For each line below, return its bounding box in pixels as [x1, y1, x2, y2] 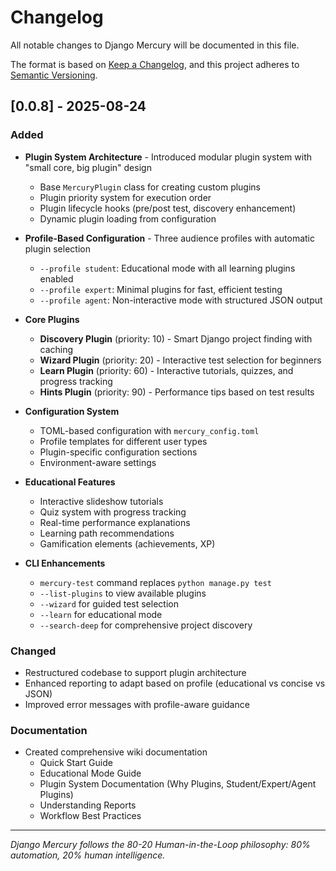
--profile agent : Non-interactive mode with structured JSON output [39, 294, 323, 306]
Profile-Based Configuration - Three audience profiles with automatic [24, 232, 316, 244]
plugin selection [24, 242, 91, 255]
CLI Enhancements [24, 557, 106, 569]
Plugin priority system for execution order [39, 191, 212, 203]
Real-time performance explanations [39, 516, 191, 528]
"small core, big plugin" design [24, 161, 152, 173]
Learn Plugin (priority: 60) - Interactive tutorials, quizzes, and [39, 364, 294, 376]
